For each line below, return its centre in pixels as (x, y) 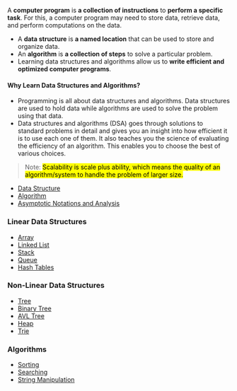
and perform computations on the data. (65, 25)
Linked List (33, 245)
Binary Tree (34, 308)
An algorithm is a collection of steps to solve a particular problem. (115, 54)
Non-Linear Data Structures (56, 286)
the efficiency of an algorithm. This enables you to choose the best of (119, 146)
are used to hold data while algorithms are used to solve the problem (117, 108)
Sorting (28, 365)
